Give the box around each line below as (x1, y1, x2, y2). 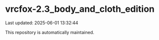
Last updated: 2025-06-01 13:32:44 (5, 20, 79, 26)
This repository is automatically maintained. (5, 29, 94, 35)
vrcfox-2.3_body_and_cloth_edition (5, 3, 155, 15)
